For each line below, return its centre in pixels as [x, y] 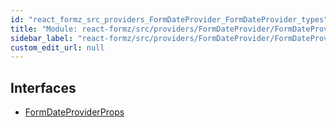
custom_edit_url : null [57, 47]
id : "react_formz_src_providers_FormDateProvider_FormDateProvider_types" [169, 19]
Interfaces [43, 87]
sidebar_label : [42, 38]
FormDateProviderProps [74, 112]
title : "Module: [44, 29]
